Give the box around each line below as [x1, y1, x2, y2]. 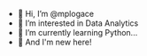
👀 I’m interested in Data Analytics [17, 18, 139, 28]
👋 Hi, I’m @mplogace [17, 9, 95, 19]
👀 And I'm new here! [17, 36, 92, 47]
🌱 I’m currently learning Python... [17, 28, 138, 37]
